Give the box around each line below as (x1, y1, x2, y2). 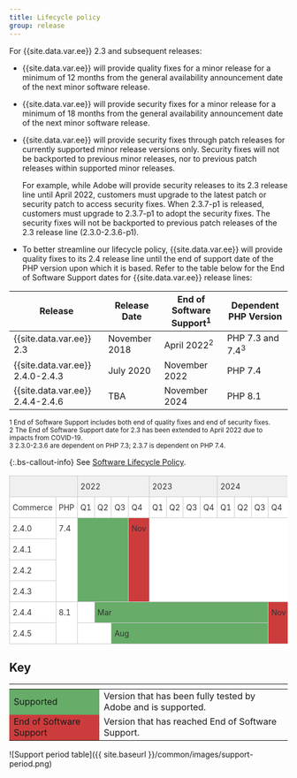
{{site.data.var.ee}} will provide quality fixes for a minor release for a (21, 63, 271, 73)
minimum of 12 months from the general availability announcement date (21, 72, 284, 82)
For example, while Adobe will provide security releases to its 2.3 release (21, 179, 288, 190)
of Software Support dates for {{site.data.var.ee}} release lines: (21, 271, 253, 283)
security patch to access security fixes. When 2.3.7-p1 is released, (21, 198, 265, 209)
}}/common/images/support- (148, 749, 254, 759)
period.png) (9, 758, 53, 769)
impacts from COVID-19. (9, 434, 83, 443)
